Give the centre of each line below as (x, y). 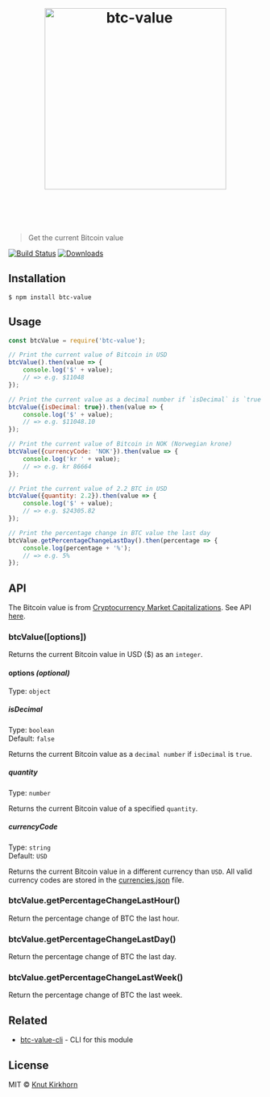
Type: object (29, 691)
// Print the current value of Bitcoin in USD (88, 355)
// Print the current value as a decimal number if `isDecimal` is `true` (137, 399)
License (29, 1065)
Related (28, 1020)
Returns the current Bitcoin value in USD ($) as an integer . (106, 654)
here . (17, 616)
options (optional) (39, 673)
